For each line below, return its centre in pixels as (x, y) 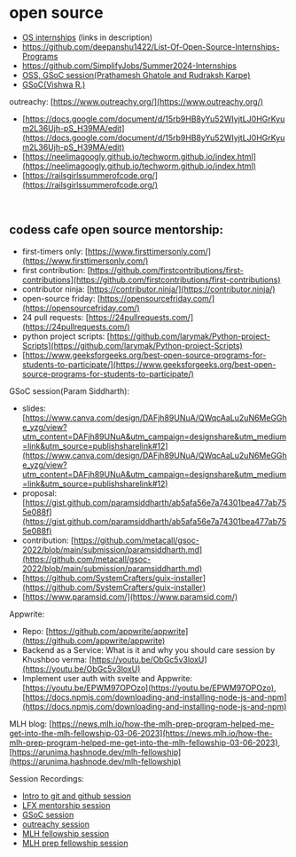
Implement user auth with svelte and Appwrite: (107, 678)
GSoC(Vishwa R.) (54, 84)
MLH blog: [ (31, 723)
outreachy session (56, 824)
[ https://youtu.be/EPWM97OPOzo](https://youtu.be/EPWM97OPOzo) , (149, 688)
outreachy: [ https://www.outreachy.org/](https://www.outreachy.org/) (136, 101)
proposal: (39, 493)
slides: (34, 408)
